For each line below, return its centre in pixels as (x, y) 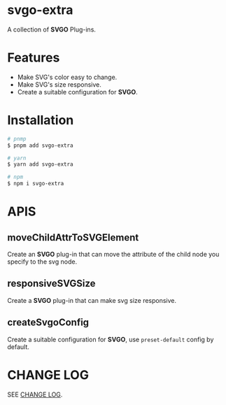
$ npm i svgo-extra (36, 184)
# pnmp (17, 138)
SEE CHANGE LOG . (35, 395)
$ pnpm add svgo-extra (40, 145)
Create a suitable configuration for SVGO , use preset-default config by (111, 339)
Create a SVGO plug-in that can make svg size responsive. (92, 300)
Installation (41, 120)
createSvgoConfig (48, 323)
